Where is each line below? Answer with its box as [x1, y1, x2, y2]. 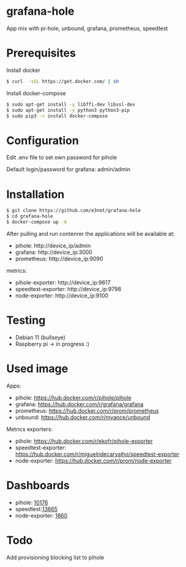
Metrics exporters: [6, 425, 53, 432]
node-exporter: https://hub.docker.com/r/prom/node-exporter [15, 456, 172, 464]
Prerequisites [6, 46, 76, 60]
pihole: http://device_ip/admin [15, 241, 91, 249]
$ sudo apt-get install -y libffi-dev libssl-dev [6, 101, 136, 108]
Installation [6, 187, 65, 201]
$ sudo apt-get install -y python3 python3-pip [6, 107, 130, 113]
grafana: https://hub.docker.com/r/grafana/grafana [15, 401, 144, 408]
